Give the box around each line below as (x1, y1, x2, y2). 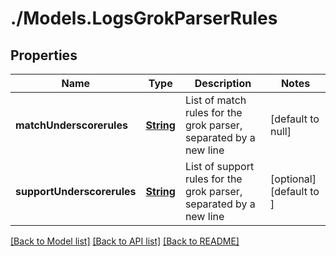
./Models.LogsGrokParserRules (10, 7, 278, 30)
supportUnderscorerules (15, 185, 137, 198)
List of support (184, 160, 255, 173)
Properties (10, 47, 78, 64)
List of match (184, 93, 247, 107)
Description (194, 77, 252, 90)
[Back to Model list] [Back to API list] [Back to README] (10, 235, 240, 247)
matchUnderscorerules (15, 118, 128, 132)
